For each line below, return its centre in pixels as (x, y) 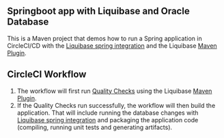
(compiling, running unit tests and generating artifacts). (95, 127)
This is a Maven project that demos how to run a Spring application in (105, 38)
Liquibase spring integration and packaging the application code (108, 120)
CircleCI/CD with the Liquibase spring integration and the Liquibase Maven (112, 45)
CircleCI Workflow (47, 74)
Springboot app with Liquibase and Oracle (98, 11)
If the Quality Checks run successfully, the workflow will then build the (116, 105)
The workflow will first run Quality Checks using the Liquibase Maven (114, 91)
